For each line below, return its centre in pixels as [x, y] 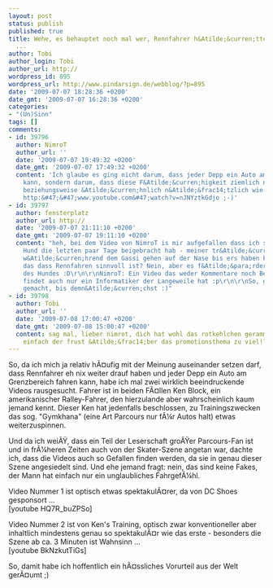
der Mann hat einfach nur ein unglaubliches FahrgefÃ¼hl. [104, 476]
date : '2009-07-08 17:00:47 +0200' [76, 318]
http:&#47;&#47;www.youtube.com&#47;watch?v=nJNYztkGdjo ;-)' [130, 197]
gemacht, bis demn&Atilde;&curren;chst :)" [98, 289]
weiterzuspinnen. [37, 425]
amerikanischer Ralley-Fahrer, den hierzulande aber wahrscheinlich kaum [131, 399]
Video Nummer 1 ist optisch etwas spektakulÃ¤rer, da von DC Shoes [123, 491]
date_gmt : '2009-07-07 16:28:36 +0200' [76, 99]
